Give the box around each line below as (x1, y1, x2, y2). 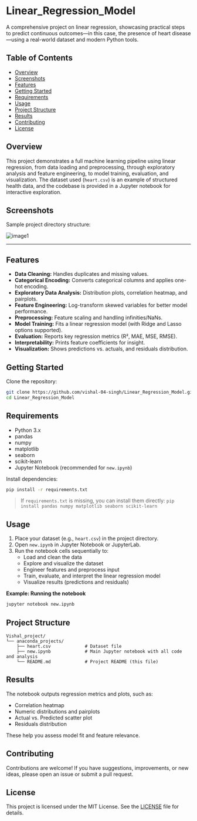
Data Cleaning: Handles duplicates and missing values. (14, 271, 149, 278)
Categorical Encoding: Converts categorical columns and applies (14, 277, 174, 284)
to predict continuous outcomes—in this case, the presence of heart (6, 29, 171, 36)
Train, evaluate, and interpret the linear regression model (23, 572, 161, 579)
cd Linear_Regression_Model (6, 394, 75, 400)
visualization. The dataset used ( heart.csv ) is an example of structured (6, 176, 178, 183)
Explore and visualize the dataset (23, 560, 104, 567)
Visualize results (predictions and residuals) (23, 579, 129, 586)
